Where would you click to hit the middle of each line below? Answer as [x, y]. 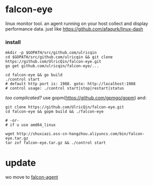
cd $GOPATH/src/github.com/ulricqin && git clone [59, 57]
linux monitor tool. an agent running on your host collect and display [77, 23]
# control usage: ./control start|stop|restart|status [65, 88]
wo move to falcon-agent [32, 177]
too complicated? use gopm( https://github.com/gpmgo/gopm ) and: [76, 98]
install [13, 42]
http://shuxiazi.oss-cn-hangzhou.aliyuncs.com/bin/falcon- [81, 134]
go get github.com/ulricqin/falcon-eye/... [52, 66]
